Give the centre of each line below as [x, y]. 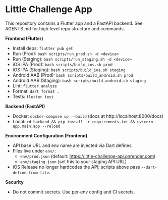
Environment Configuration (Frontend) [46, 135]
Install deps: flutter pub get [43, 48]
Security [14, 182]
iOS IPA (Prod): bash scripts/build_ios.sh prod [62, 64]
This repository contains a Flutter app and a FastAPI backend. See [74, 23]
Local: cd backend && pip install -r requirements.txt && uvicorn [83, 121]
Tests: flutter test [33, 96]
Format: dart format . [36, 91]
